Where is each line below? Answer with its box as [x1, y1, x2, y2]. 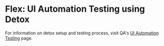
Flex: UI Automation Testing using [5, 3, 145, 15]
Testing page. [5, 35, 33, 41]
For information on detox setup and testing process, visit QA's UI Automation [5, 30, 159, 36]
